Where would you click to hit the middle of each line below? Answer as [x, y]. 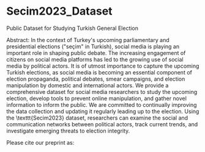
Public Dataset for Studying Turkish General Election [73, 28]
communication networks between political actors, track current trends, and [102, 124]
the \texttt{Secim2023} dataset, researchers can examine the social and [97, 118]
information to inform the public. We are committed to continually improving [102, 104]
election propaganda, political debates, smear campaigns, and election [96, 79]
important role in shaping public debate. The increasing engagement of [96, 52]
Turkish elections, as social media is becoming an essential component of [99, 72]
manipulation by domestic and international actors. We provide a [88, 85]
